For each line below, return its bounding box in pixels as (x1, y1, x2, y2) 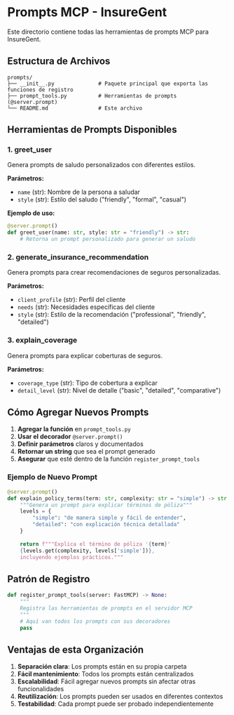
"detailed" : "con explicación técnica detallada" (32, 521, 180, 528)
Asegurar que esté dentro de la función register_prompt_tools (17, 454, 200, 464)
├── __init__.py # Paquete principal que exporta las (7, 80, 209, 87)
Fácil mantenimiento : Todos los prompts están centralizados (17, 670, 194, 678)
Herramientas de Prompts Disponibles (7, 124, 177, 136)
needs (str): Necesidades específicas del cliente (17, 303, 156, 311)
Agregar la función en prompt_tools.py (17, 425, 131, 433)
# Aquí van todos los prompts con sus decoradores (20, 617, 171, 625)
